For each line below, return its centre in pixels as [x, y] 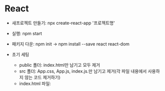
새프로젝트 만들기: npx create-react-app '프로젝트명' [63, 23]
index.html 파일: [35, 83]
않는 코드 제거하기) [42, 77]
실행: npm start [27, 33]
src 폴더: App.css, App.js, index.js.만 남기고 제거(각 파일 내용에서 [83, 71]
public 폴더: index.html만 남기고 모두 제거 [60, 65]
